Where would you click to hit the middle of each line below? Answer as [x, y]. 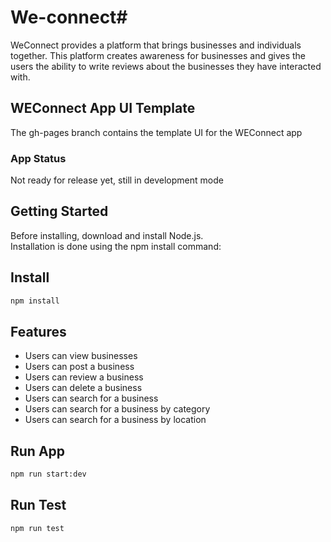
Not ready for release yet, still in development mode [117, 180]
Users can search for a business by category [117, 409]
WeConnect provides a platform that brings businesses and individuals [156, 45]
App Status [38, 158]
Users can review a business [84, 377]
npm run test [37, 528]
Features [38, 331]
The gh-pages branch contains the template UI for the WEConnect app [156, 132]
